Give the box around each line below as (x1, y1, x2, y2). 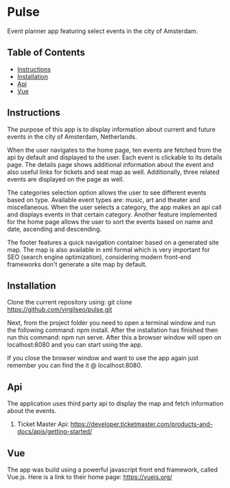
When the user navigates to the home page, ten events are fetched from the (7, 146, 222, 154)
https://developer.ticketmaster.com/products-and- (70, 420, 213, 428)
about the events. (7, 407, 57, 415)
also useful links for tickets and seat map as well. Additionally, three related (7, 168, 220, 176)
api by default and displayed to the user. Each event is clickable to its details (7, 153, 223, 162)
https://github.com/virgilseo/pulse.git (7, 305, 112, 313)
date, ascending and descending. (7, 225, 102, 233)
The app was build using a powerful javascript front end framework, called (7, 465, 218, 474)
